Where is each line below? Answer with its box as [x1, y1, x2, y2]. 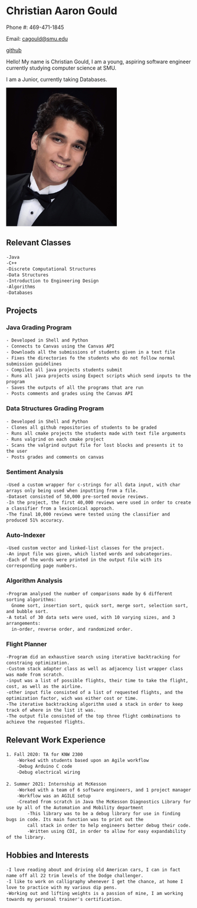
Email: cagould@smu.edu [6, 35, 68, 42]
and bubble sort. [6, 608, 49, 614]
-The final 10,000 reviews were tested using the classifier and [6, 511, 170, 518]
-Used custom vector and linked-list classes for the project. [6, 545, 165, 551]
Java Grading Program [6, 323, 72, 332]
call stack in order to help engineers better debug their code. [27, 822, 192, 828]
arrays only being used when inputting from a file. [6, 488, 139, 494]
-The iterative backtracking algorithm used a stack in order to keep [6, 701, 183, 707]
